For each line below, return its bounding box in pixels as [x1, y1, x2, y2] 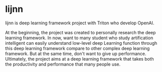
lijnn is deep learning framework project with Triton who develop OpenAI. [5, 20, 155, 26]
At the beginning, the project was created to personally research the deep [5, 29, 156, 35]
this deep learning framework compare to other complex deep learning [5, 45, 150, 51]
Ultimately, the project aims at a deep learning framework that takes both [5, 56, 154, 62]
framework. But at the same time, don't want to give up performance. [5, 51, 147, 57]
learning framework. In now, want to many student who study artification [5, 35, 154, 41]
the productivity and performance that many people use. [5, 61, 121, 67]
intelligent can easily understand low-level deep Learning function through [5, 40, 158, 46]
